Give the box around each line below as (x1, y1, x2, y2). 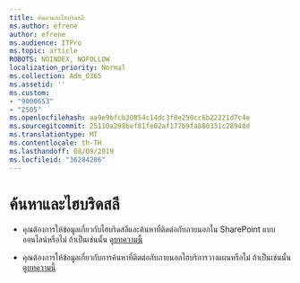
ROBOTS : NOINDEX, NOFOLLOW (9, 55, 110, 64)
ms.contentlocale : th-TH (9, 138, 102, 147)
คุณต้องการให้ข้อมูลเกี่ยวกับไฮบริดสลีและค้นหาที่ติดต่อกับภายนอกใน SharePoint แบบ (21, 224, 276, 234)
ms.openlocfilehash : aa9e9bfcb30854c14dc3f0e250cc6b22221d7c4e (9, 113, 251, 122)
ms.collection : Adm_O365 (9, 72, 102, 81)
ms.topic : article (9, 47, 78, 56)
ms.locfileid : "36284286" (9, 155, 106, 164)
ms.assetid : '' (9, 80, 66, 89)
